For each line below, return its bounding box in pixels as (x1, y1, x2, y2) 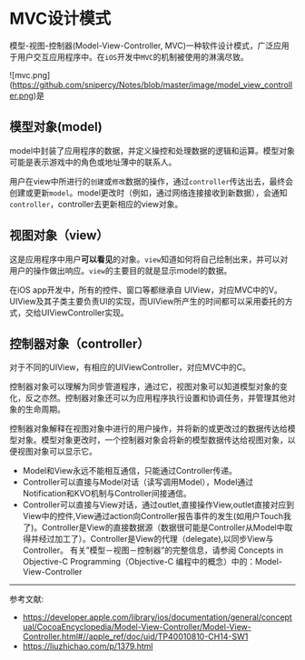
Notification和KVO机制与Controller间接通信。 (22, 488, 192, 499)
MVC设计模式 (9, 8, 112, 29)
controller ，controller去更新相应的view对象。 (9, 198, 183, 209)
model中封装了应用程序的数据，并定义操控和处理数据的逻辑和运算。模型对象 (9, 145, 295, 155)
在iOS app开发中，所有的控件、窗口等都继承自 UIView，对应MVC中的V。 (9, 284, 283, 295)
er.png (9, 90, 34, 101)
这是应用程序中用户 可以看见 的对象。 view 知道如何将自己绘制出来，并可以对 (9, 254, 289, 265)
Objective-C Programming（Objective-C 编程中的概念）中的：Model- (22, 556, 283, 567)
